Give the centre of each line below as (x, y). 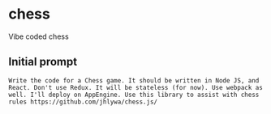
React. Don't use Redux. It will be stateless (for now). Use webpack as (136, 87)
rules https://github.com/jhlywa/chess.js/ (83, 102)
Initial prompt (43, 62)
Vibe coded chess (39, 36)
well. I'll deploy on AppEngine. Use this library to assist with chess (134, 95)
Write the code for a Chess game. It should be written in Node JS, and (134, 80)
